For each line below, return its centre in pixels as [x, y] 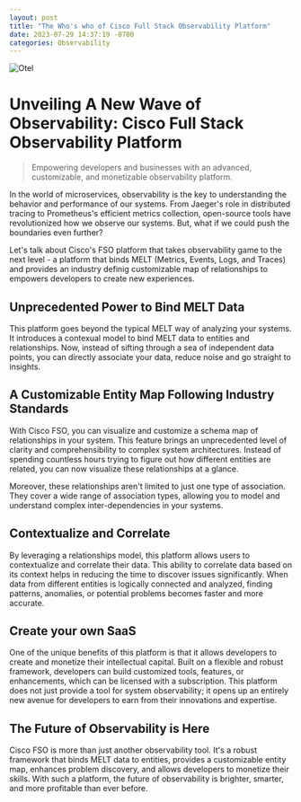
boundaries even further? [56, 233]
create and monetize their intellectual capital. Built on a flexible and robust [146, 662]
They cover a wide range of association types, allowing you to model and [145, 496]
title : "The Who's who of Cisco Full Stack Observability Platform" [140, 26]
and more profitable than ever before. [79, 789]
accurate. [27, 603]
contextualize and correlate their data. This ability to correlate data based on [151, 564]
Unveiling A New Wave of [106, 105]
